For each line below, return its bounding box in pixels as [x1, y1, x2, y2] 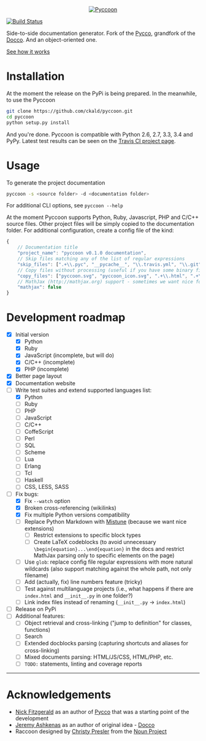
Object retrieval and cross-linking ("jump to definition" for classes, [24, 620, 192, 627]
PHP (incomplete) [24, 366, 69, 373]
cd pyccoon [6, 113, 34, 120]
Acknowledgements [6, 688, 112, 702]
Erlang [24, 463, 41, 470]
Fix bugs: [15, 490, 39, 497]
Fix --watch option [24, 497, 71, 504]
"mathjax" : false [17, 284, 62, 291]
